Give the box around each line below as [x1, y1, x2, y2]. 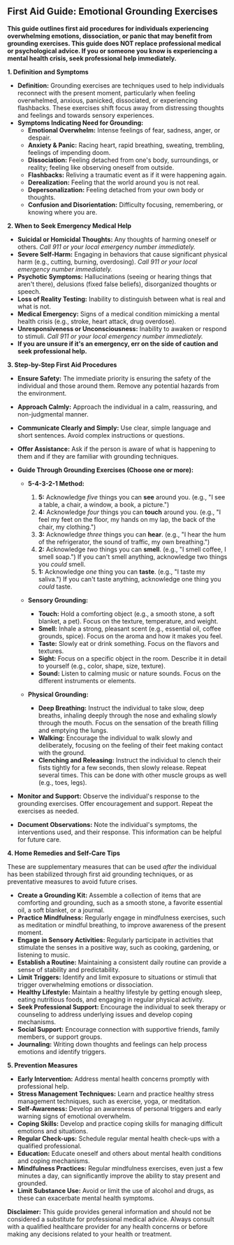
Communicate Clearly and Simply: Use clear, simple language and [17, 424, 212, 432]
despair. [27, 133, 52, 142]
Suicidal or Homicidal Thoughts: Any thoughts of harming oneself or [17, 235, 217, 243]
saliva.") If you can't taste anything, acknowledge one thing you [38, 574, 221, 583]
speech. [17, 287, 41, 295]
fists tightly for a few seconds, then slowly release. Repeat [38, 763, 207, 772]
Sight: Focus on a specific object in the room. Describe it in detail [38, 654, 227, 662]
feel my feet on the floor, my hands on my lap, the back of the [38, 515, 216, 523]
